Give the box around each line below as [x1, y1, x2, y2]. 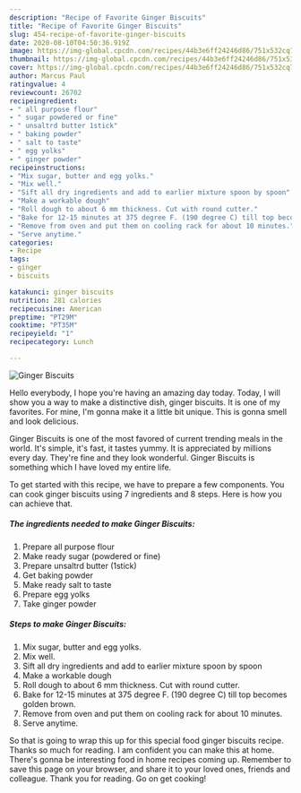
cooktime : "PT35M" [9, 321, 78, 330]
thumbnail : [9, 55, 50, 64]
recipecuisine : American [9, 304, 102, 314]
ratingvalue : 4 [9, 80, 66, 89]
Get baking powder [21, 570, 94, 581]
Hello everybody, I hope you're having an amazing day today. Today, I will [9, 387, 280, 398]
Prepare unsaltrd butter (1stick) [21, 560, 137, 571]
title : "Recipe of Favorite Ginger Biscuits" [9, 22, 182, 30]
